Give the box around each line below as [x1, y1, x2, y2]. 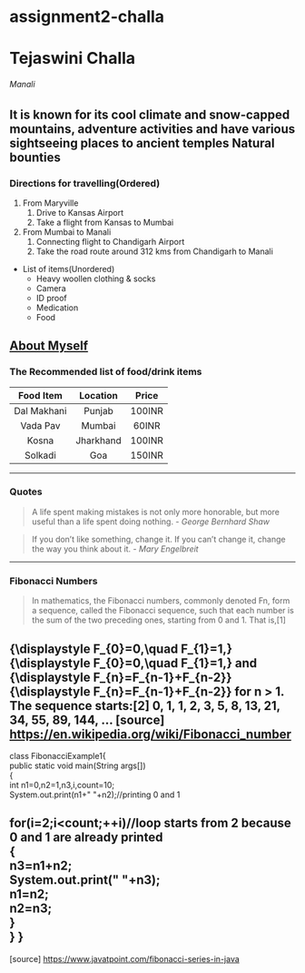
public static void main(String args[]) [9, 760, 147, 771]
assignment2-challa [9, 6, 165, 27]
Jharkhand [75, 434, 123, 447]
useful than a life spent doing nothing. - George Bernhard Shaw [31, 516, 271, 527]
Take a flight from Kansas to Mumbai [35, 217, 174, 228]
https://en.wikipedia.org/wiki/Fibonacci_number [9, 726, 292, 742]
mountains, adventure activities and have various [9, 121, 296, 137]
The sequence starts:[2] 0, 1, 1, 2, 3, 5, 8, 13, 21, [9, 698, 280, 714]
